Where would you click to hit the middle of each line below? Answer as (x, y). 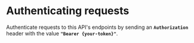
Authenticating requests (68, 11)
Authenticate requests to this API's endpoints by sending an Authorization (97, 27)
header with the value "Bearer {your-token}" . (62, 33)
